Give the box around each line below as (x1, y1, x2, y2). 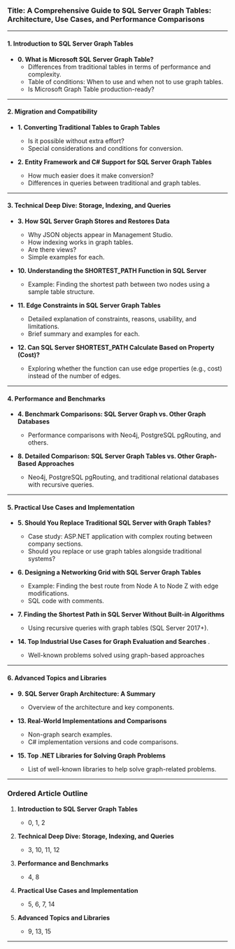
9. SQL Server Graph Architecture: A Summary (17, 689, 156, 698)
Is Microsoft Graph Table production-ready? (27, 85, 155, 93)
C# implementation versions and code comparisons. (27, 737, 179, 746)
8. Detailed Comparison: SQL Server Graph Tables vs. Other (17, 452, 194, 461)
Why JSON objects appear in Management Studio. (27, 230, 173, 238)
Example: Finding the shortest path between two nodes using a (27, 280, 210, 288)
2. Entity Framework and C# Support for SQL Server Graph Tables (17, 157, 212, 166)
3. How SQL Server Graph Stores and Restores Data (17, 217, 170, 225)
